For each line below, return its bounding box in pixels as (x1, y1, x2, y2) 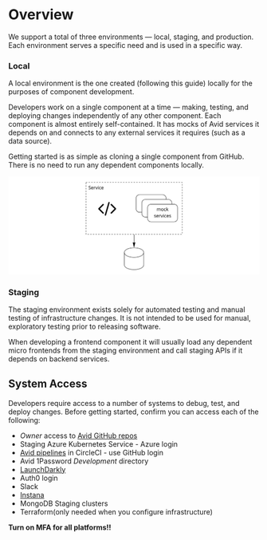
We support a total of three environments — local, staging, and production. (8, 32, 254, 41)
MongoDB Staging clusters (19, 499, 108, 508)
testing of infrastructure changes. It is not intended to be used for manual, (8, 313, 251, 322)
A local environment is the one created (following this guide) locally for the (8, 78, 253, 89)
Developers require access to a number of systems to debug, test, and (8, 398, 241, 408)
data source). (8, 136, 53, 146)
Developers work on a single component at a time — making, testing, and (8, 102, 249, 112)
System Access (8, 377, 88, 391)
